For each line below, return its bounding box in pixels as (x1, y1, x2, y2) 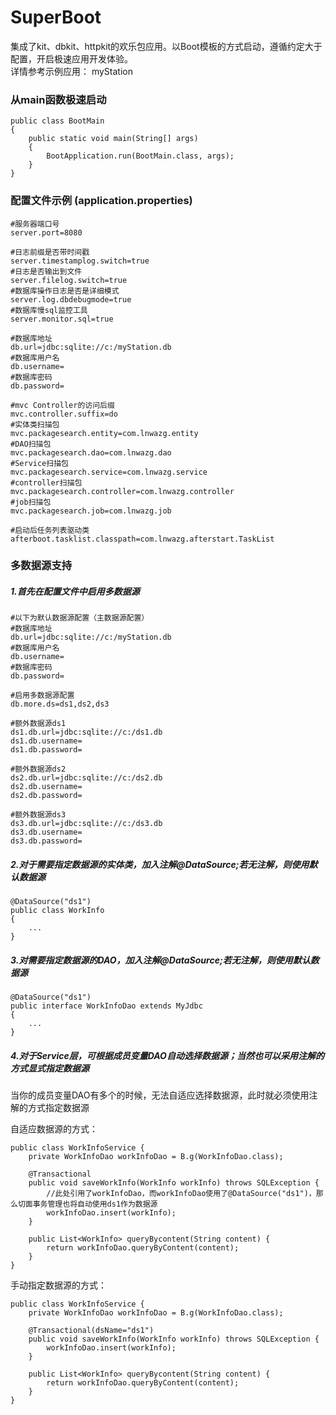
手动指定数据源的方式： (10, 1279, 107, 1291)
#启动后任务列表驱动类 (10, 525, 90, 535)
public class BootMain (10, 116, 105, 126)
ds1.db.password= (10, 745, 83, 755)
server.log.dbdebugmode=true (10, 294, 132, 305)
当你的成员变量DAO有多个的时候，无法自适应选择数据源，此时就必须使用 (10, 1089, 310, 1101)
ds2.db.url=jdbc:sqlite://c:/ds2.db (10, 773, 163, 783)
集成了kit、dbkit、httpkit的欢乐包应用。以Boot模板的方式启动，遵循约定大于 (10, 40, 323, 52)
